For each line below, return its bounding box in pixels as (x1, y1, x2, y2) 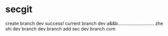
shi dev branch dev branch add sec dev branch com (5, 25, 116, 31)
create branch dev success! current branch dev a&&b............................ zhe (5, 20, 163, 26)
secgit (5, 4, 33, 15)
